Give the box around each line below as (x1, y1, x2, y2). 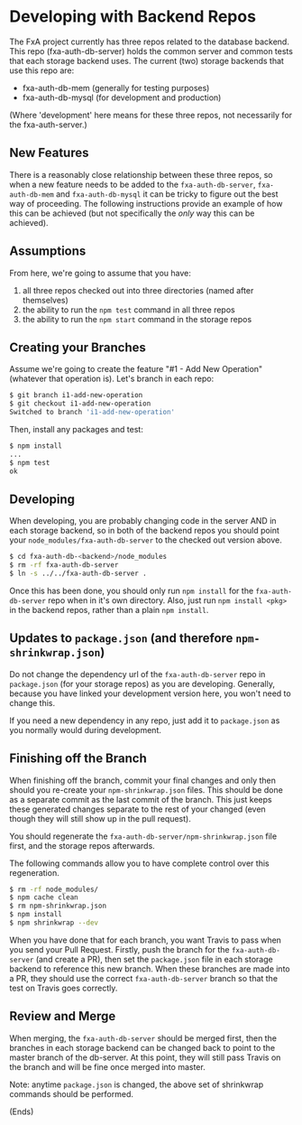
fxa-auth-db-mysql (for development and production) (22, 92, 222, 103)
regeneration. (9, 867, 60, 878)
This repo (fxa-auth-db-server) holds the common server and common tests (9, 45, 293, 56)
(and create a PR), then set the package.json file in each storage (35, 953, 273, 964)
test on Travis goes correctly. (9, 982, 118, 993)
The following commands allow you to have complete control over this (9, 858, 270, 869)
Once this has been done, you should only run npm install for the (9, 585, 254, 596)
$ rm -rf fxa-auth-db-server (9, 561, 119, 570)
